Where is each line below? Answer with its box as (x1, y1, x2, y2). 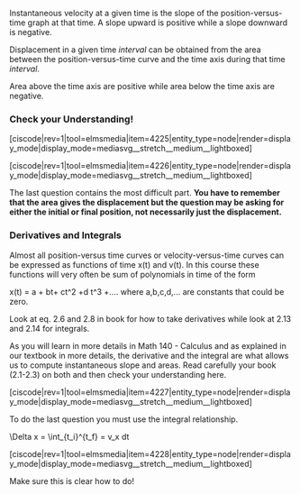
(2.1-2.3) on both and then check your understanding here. (9, 369, 227, 380)
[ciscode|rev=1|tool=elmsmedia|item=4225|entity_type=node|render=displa (9, 133, 291, 144)
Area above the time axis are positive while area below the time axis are (9, 81, 275, 91)
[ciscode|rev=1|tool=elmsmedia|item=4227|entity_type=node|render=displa (9, 387, 291, 398)
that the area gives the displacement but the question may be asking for (9, 197, 285, 208)
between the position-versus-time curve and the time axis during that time (9, 54, 286, 64)
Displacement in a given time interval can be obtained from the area (9, 44, 261, 55)
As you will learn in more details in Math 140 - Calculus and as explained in (9, 340, 286, 351)
